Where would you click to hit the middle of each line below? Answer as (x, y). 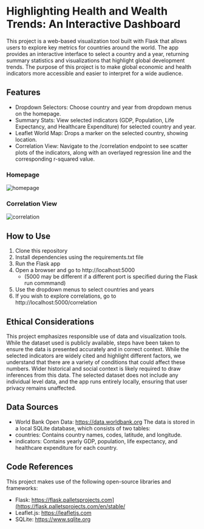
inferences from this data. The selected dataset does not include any (92, 375)
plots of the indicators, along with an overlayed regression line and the (103, 152)
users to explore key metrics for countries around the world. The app (93, 47)
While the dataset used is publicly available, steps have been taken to (93, 343)
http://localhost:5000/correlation (56, 303)
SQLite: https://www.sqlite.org (53, 519)
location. (26, 139)
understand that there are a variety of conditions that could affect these (96, 362)
